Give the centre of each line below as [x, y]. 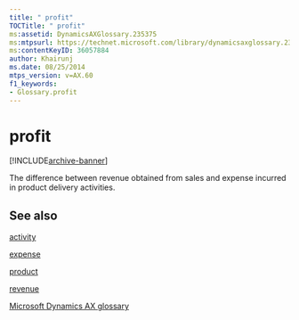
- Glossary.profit [43, 92]
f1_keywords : [33, 84]
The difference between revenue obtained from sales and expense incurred [148, 178]
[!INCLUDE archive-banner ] [59, 160]
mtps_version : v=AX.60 [51, 76]
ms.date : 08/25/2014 [48, 68]
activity [23, 237]
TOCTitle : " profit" [48, 26]
